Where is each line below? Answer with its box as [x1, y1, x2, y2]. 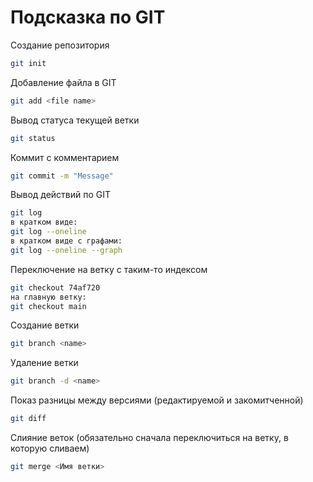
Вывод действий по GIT [10, 189, 112, 201]
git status [10, 133, 56, 143]
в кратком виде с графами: [10, 236, 123, 246]
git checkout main [10, 301, 87, 311]
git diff [10, 414, 47, 424]
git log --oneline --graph [10, 245, 123, 255]
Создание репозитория [10, 39, 110, 51]
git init [10, 58, 47, 68]
